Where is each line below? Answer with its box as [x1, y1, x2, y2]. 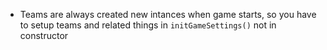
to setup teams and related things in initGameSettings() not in [19, 19, 277, 31]
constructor [19, 30, 69, 41]
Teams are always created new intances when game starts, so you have [19, 9, 317, 20]
